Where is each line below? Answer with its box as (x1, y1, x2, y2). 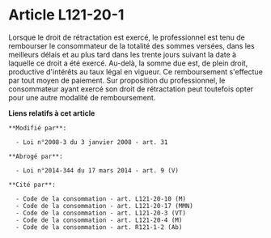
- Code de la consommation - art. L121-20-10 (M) (15, 194, 186, 203)
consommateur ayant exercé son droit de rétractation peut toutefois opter (8, 83, 254, 94)
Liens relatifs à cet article (8, 108, 95, 118)
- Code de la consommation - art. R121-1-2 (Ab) (15, 223, 183, 232)
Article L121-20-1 (8, 6, 125, 24)
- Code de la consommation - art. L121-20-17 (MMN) (15, 202, 194, 210)
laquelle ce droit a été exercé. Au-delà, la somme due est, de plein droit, (8, 58, 248, 68)
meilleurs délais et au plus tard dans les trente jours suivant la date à (8, 49, 237, 59)
